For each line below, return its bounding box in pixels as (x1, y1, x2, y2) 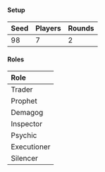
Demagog (11, 108, 44, 118)
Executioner (11, 142, 51, 152)
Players (35, 23, 61, 33)
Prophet (11, 96, 37, 106)
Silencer (11, 154, 39, 164)
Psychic (11, 130, 37, 140)
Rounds (68, 23, 94, 33)
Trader (11, 85, 33, 94)
